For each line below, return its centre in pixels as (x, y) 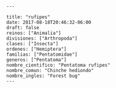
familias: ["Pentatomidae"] (42, 54)
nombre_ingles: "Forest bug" (43, 76)
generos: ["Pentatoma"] (36, 60)
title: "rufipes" (28, 17)
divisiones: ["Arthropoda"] (42, 38)
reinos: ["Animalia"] (34, 33)
